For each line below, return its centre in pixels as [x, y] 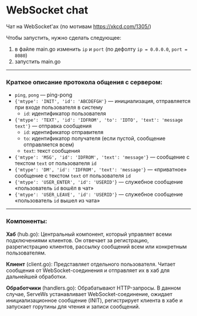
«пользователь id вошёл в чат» [54, 188]
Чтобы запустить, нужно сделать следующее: [64, 37]
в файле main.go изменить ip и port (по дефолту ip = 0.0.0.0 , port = [101, 49]
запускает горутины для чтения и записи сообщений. [73, 306]
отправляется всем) [49, 145]
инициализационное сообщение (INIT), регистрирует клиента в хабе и [94, 300]
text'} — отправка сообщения [53, 126]
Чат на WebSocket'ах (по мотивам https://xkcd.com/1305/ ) [79, 26]
